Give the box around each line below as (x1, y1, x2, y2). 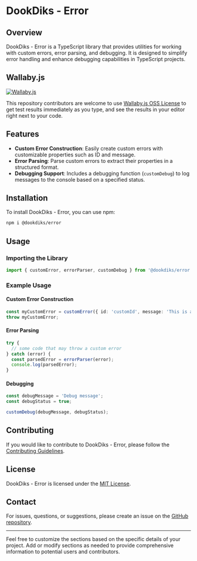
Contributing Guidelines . (6, 447, 65, 454)
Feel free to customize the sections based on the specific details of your (6, 536, 181, 543)
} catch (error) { (6, 351, 51, 357)
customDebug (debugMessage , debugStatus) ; (6, 409, 109, 415)
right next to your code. (6, 112, 63, 119)
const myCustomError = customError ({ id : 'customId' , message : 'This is (6, 309, 188, 315)
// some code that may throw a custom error (11, 345, 122, 351)
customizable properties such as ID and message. (14, 151, 136, 158)
